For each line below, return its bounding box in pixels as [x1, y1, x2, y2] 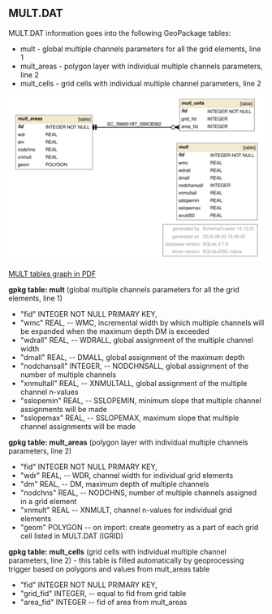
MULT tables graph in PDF [8, 269, 96, 278]
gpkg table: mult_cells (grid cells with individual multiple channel [8, 546, 227, 556]
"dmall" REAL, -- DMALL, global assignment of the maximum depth [19, 352, 245, 362]
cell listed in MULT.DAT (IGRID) [19, 531, 124, 541]
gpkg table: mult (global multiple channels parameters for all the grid [8, 284, 240, 294]
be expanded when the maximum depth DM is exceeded [19, 326, 209, 336]
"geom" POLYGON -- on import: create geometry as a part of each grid [19, 522, 259, 532]
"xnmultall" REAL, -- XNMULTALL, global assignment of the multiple [19, 378, 248, 388]
